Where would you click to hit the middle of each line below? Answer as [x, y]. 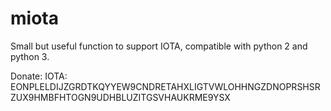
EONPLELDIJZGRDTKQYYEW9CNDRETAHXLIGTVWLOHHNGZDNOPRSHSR [165, 86]
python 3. [30, 56]
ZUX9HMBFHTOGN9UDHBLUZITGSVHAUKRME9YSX [120, 97]
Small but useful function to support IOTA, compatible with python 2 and [159, 46]
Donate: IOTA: [39, 76]
